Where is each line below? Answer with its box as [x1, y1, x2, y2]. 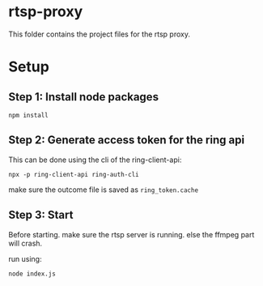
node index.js [8, 270, 57, 278]
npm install [8, 111, 49, 119]
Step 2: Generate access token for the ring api [8, 133, 245, 147]
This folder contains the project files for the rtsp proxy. [8, 29, 190, 39]
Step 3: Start [8, 208, 74, 222]
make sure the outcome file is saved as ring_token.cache [8, 185, 199, 194]
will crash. [8, 238, 43, 248]
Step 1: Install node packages [8, 90, 159, 104]
